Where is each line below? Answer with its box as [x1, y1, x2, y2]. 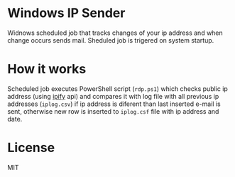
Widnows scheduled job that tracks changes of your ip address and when [7, 28, 224, 37]
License [7, 140, 55, 156]
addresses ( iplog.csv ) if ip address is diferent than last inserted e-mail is [7, 100, 222, 108]
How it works [7, 61, 87, 77]
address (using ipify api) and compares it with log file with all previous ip [7, 92, 219, 100]
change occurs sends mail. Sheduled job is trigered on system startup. [7, 36, 214, 44]
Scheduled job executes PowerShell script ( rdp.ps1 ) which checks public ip [7, 84, 229, 93]
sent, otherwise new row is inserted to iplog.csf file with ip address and [7, 107, 219, 115]
